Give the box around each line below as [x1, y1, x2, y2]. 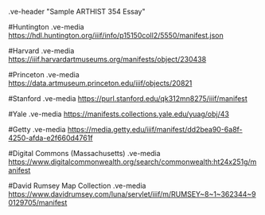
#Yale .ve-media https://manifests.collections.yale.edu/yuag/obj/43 [8, 109, 229, 119]
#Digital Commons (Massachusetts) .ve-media [8, 149, 161, 158]
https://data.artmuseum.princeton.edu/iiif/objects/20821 [8, 79, 193, 88]
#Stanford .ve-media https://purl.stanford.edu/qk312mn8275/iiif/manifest [8, 94, 248, 103]
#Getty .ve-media [8, 125, 66, 134]
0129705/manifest [8, 198, 68, 207]
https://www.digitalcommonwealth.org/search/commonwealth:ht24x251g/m [8, 157, 257, 166]
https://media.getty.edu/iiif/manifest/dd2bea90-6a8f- [67, 125, 243, 134]
